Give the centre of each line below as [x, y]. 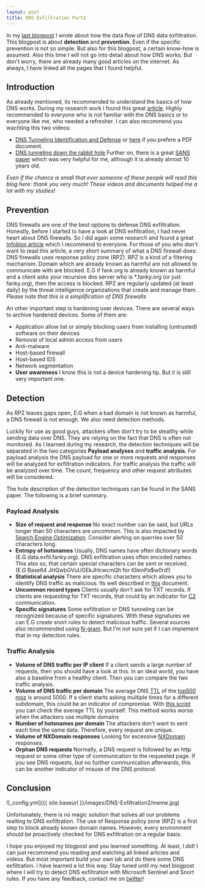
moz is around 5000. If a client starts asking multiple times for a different [107, 697]
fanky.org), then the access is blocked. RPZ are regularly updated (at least [100, 283]
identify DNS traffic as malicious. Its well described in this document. [102, 583]
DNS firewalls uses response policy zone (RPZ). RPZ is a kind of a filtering [99, 258]
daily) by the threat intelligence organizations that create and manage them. [102, 290]
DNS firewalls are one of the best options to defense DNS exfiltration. [94, 225]
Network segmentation [44, 366]
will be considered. [30, 477]
